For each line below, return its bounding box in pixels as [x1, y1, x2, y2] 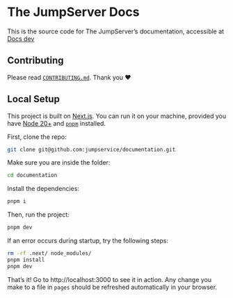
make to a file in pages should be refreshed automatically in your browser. [7, 283, 218, 291]
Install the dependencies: [7, 185, 80, 193]
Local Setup [7, 93, 61, 105]
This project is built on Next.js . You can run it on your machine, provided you [7, 112, 227, 120]
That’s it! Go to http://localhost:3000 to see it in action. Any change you [7, 275, 212, 283]
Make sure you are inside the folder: [7, 158, 111, 167]
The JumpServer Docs [7, 4, 140, 20]
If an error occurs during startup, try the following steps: [7, 237, 169, 245]
